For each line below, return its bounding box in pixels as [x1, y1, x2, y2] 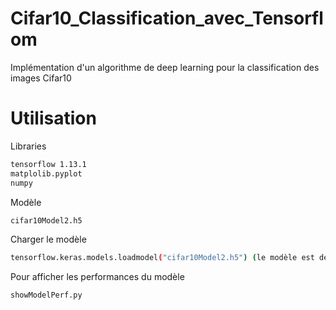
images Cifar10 [10, 72, 72, 84]
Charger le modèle [10, 233, 87, 246]
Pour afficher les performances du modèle [10, 271, 185, 283]
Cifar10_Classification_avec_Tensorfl [10, 7, 324, 30]
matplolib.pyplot [10, 168, 83, 179]
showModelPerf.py [10, 290, 83, 301]
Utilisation [10, 107, 97, 130]
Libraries [10, 140, 47, 152]
